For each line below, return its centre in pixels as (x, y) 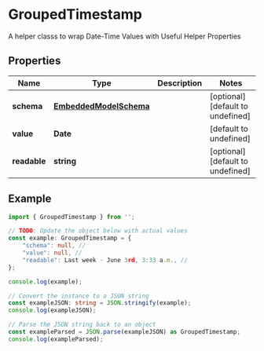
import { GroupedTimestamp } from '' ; (71, 217)
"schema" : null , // (54, 246)
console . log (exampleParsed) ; (56, 339)
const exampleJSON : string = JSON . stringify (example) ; (100, 303)
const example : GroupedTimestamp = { (70, 238)
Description (180, 82)
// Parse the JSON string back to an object (82, 325)
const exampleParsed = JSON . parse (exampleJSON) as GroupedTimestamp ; (125, 332)
